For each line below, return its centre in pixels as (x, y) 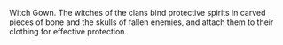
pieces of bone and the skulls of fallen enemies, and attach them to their (141, 22)
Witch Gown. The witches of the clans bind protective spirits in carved (138, 13)
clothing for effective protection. (68, 31)
